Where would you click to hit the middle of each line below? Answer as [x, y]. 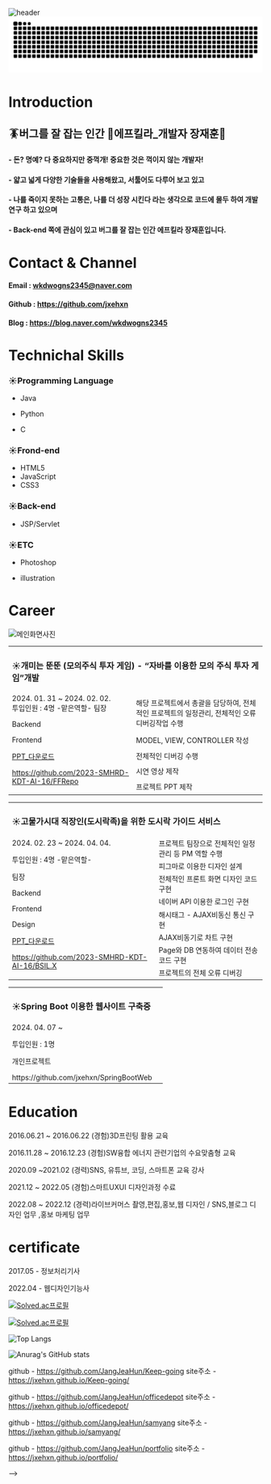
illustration [37, 578]
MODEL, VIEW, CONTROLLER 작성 [192, 741]
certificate [44, 1247]
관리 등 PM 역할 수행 [191, 853]
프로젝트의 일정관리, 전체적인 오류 [203, 712]
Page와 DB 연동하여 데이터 [201, 950]
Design [23, 924]
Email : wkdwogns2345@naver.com [70, 285]
